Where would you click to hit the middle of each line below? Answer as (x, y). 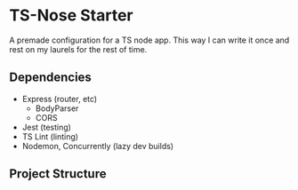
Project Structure (58, 174)
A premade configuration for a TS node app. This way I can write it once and (149, 40)
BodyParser (57, 108)
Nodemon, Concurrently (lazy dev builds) (98, 146)
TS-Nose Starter (71, 16)
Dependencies (50, 78)
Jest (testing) (46, 127)
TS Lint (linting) (50, 136)
